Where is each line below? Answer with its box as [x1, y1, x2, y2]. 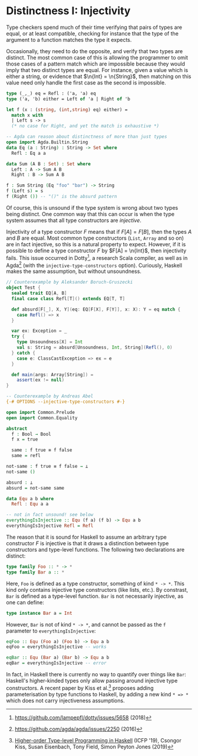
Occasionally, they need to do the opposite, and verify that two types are [6, 47, 183, 54]
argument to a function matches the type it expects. [6, 36, 132, 43]
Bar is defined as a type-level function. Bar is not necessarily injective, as [6, 592, 184, 599]
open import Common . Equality [6, 415, 78, 421]
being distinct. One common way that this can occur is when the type [6, 210, 175, 217]
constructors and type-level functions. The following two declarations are [6, 546, 184, 553]
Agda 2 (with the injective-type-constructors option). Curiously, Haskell [6, 260, 183, 269]
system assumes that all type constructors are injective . [6, 217, 141, 224]
